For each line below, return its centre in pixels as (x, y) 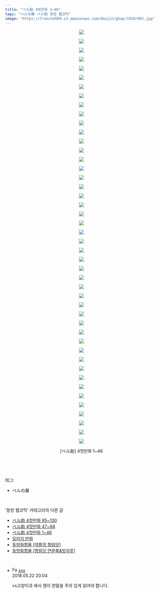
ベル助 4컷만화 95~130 (34, 521)
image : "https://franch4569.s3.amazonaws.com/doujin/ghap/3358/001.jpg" (80, 18)
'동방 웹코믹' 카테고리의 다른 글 (34, 510)
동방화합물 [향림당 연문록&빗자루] (44, 551)
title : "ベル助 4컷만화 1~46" (33, 9)
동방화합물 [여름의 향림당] (36, 545)
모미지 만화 (23, 539)
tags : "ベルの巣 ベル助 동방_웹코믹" (38, 14)
